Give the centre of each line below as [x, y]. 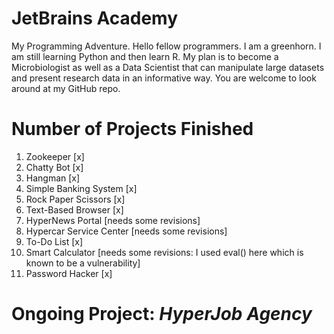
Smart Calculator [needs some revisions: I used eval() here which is [164, 252]
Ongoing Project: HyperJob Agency [162, 314]
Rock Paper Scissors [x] [75, 199]
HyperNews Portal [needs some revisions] [113, 220]
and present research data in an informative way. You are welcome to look [164, 78]
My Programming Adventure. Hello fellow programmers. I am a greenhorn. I [166, 46]
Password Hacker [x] [69, 273]
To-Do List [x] [54, 241]
